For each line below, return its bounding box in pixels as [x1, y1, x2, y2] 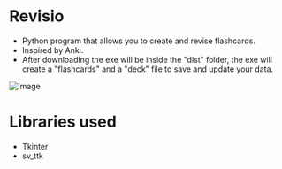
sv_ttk [21, 150, 44, 161]
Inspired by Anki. [21, 44, 84, 55]
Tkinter [21, 141, 49, 151]
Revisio [9, 6, 65, 27]
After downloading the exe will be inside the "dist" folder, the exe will [21, 54, 272, 65]
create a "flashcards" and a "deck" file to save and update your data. [21, 64, 274, 74]
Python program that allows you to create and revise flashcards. [21, 35, 256, 46]
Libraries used [9, 112, 117, 132]
